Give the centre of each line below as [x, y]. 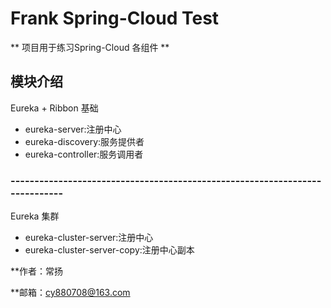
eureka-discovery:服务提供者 [84, 141]
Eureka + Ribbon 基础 [54, 108]
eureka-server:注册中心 [73, 129]
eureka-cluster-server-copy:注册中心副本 [109, 250]
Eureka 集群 [35, 216]
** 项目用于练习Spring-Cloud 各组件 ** [90, 47]
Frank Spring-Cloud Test [115, 18]
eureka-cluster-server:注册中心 [89, 238]
